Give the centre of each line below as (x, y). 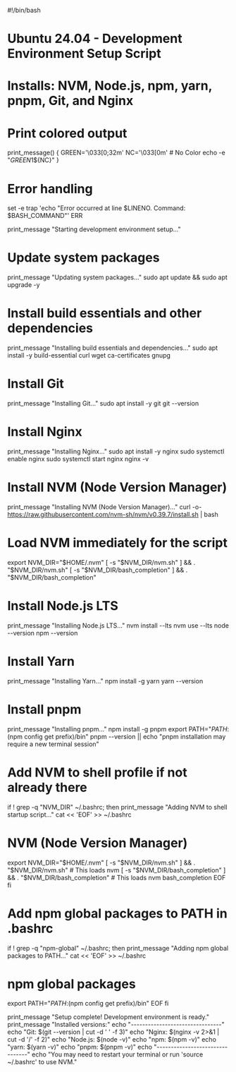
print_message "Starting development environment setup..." (94, 229)
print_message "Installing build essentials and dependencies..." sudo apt (113, 348)
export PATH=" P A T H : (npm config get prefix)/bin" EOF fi (88, 1004)
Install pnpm (44, 709)
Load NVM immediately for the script (117, 543)
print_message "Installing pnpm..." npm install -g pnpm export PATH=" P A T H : (118, 729)
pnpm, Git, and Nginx (70, 101)
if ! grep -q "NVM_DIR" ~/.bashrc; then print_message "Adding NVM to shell (117, 807)
